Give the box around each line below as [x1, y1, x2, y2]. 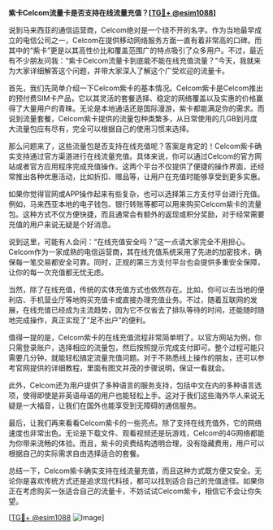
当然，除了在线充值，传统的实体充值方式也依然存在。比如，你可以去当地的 [8, 285, 258, 294]
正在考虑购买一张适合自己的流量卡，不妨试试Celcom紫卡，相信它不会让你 [8, 486, 255, 496]
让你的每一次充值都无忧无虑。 [8, 268, 108, 277]
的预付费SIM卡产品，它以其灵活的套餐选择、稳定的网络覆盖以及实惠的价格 [8, 94, 257, 103]
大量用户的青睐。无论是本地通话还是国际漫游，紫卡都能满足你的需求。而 [22, 103, 265, 113]
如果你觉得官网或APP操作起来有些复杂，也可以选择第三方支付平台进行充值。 [8, 189, 265, 199]
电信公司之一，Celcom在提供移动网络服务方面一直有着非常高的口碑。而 [22, 36, 262, 45]
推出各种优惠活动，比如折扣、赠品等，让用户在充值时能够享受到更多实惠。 [15, 172, 265, 182]
